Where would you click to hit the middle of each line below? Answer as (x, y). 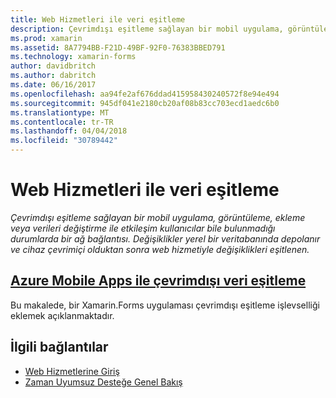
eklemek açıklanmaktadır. (62, 315)
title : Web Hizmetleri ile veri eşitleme (98, 19)
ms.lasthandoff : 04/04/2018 (69, 131)
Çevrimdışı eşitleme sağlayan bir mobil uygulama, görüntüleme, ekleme (158, 217)
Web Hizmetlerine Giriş (72, 371)
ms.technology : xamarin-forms (73, 57)
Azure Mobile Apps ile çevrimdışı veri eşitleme (158, 281)
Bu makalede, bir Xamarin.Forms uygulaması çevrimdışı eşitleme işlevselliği (165, 305)
